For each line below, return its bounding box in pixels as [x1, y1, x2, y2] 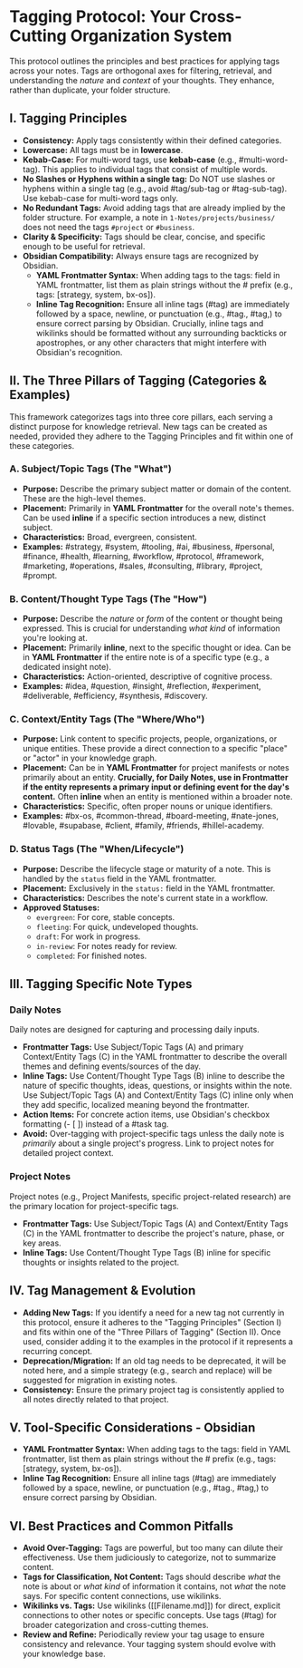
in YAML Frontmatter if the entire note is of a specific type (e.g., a [22, 652, 270, 663]
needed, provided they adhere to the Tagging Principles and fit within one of [9, 431, 294, 441]
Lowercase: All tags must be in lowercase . [22, 144, 184, 155]
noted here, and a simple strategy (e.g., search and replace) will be [22, 1364, 273, 1375]
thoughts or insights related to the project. [22, 1256, 180, 1267]
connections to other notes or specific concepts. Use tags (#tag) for [22, 1610, 278, 1621]
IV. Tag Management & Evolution [9, 1283, 196, 1298]
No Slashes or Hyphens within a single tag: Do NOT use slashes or [22, 173, 276, 184]
